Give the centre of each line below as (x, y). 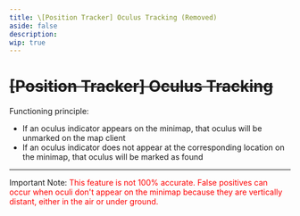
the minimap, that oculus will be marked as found (112, 157)
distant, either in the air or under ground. (84, 202)
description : (33, 34)
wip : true (28, 42)
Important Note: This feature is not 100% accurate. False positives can (138, 183)
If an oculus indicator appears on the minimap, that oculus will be (142, 129)
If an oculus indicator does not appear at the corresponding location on (153, 147)
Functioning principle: (49, 112)
